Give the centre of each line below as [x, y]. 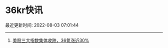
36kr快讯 [24, 10]
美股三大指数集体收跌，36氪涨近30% [51, 40]
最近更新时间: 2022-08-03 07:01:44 [42, 25]
